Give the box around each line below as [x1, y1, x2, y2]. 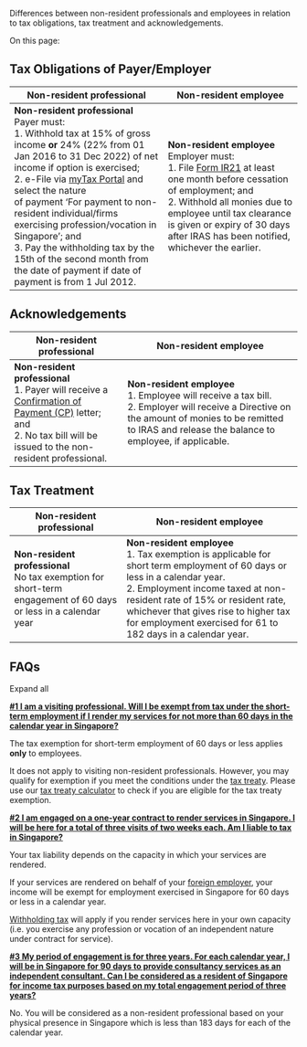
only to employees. [9, 748, 82, 759]
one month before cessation [167, 173, 289, 185]
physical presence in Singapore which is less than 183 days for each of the [9, 1018, 291, 1029]
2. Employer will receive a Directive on [127, 400, 291, 413]
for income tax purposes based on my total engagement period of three [9, 980, 287, 991]
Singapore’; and [14, 229, 82, 242]
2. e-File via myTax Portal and [14, 173, 143, 185]
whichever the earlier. [167, 241, 261, 254]
